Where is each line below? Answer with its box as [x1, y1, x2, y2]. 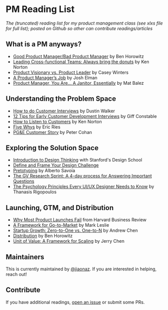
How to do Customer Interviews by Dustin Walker [13, 108, 115, 114]
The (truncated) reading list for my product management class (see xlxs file [6, 20, 163, 26]
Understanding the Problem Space [6, 94, 116, 103]
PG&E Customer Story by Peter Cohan [13, 129, 93, 135]
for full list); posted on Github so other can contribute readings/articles [6, 25, 153, 31]
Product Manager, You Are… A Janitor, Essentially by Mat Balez [13, 80, 144, 86]
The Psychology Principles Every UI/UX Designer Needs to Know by [13, 184, 154, 190]
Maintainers [6, 252, 45, 261]
